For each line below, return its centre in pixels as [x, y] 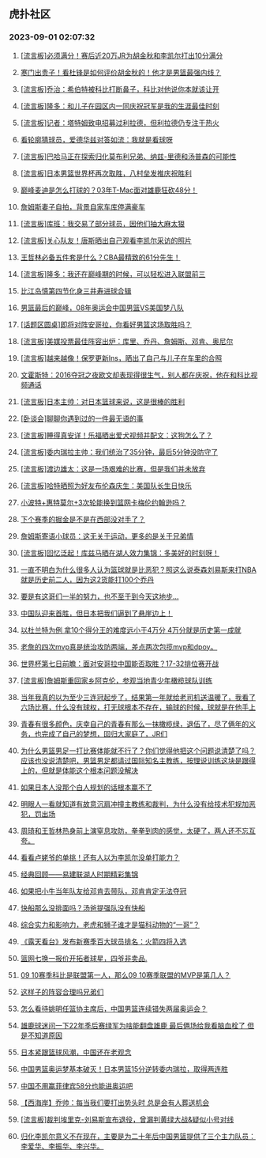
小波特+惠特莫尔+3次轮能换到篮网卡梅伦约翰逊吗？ [103, 502]
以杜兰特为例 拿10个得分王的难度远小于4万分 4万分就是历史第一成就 [131, 630]
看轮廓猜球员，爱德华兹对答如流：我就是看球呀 [96, 139]
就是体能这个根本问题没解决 [93, 770]
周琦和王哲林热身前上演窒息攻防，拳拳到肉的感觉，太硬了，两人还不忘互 [138, 831]
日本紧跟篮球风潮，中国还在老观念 [76, 1052]
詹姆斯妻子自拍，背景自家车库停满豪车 [82, 206]
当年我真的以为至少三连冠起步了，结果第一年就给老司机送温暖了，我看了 [138, 697]
